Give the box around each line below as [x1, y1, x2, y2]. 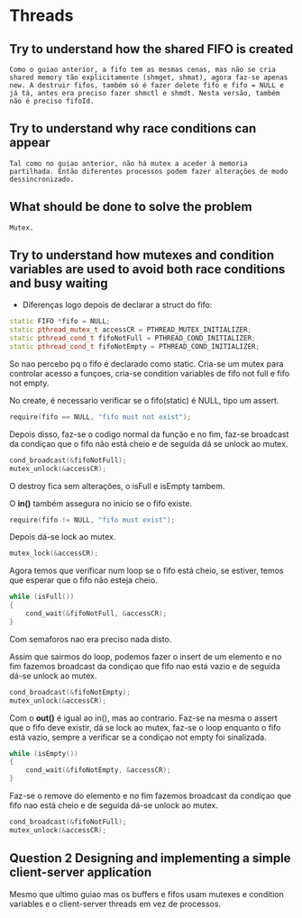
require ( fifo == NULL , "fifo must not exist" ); [9, 412, 192, 422]
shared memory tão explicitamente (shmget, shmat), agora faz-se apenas [9, 73, 288, 82]
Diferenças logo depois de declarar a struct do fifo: [22, 299, 213, 311]
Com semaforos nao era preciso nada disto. [9, 633, 172, 644]
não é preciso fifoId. [9, 96, 95, 105]
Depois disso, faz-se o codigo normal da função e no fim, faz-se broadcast [9, 429, 289, 440]
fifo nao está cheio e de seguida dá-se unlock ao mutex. [9, 800, 219, 811]
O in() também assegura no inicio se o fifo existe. [9, 497, 192, 509]
